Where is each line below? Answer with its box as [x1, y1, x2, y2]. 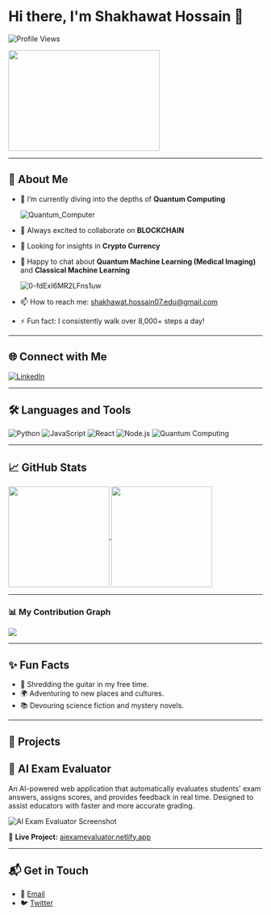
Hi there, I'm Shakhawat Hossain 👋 [8, 7, 244, 26]
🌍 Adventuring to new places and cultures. [19, 688, 165, 698]
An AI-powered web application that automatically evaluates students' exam [8, 784, 261, 793]
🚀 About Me [8, 173, 69, 186]
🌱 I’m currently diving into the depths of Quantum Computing [19, 193, 226, 204]
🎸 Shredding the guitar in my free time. [19, 680, 149, 689]
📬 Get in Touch [8, 863, 89, 877]
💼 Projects [8, 734, 61, 748]
